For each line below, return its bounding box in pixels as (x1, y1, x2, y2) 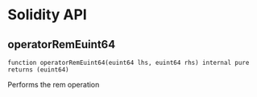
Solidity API (7, 6, 88, 24)
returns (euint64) (7, 66, 69, 74)
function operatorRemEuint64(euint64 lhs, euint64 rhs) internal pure (7, 59, 250, 67)
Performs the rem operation (7, 80, 100, 89)
